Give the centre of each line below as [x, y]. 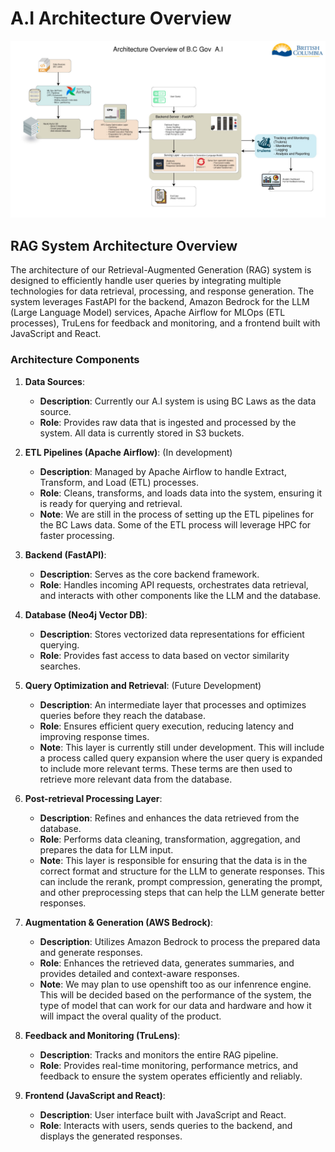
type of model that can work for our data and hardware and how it [175, 1005]
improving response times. [94, 736]
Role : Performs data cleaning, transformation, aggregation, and [170, 839]
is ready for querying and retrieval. [111, 503]
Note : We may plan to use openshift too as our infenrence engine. [175, 984]
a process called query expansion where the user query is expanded [181, 758]
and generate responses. [91, 952]
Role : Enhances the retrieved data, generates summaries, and [167, 963]
